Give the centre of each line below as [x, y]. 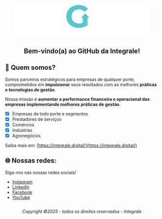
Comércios [23, 125]
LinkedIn [21, 187]
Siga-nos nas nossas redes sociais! [41, 172]
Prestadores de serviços [37, 119]
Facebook [22, 192]
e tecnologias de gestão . [30, 90]
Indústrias [22, 130]
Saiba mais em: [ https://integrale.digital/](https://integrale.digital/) [71, 145]
